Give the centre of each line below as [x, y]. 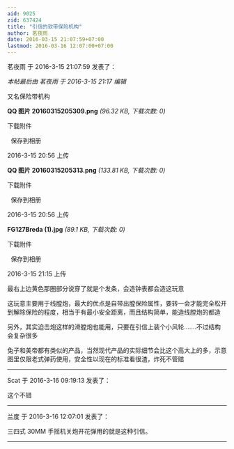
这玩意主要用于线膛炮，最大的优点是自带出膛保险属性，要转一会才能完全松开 [117, 303]
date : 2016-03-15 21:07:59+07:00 [56, 40]
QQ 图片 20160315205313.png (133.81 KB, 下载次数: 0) [86, 170]
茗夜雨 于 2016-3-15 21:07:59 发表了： [62, 66]
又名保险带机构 [29, 96]
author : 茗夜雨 [28, 33]
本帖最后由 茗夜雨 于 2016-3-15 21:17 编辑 [67, 81]
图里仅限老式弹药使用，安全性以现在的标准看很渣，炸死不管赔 [96, 359]
